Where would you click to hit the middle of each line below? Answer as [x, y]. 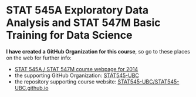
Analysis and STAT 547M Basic [83, 23]
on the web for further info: [39, 58]
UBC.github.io [31, 88]
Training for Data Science [69, 35]
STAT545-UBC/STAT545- [148, 81]
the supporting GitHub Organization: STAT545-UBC [77, 75]
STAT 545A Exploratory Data [77, 10]
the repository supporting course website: [65, 81]
